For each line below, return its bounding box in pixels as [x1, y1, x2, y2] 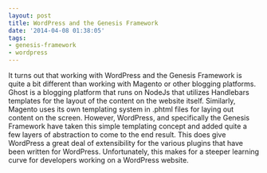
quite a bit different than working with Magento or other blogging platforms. [8, 79, 257, 88]
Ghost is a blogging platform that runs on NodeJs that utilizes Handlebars [8, 88, 249, 96]
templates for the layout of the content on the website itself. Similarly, [8, 96, 236, 105]
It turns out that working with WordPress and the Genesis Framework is [8, 71, 242, 80]
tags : [8, 33, 26, 42]
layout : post [8, 11, 52, 20]
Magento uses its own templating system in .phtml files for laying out [8, 104, 234, 114]
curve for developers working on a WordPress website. [8, 155, 189, 164]
